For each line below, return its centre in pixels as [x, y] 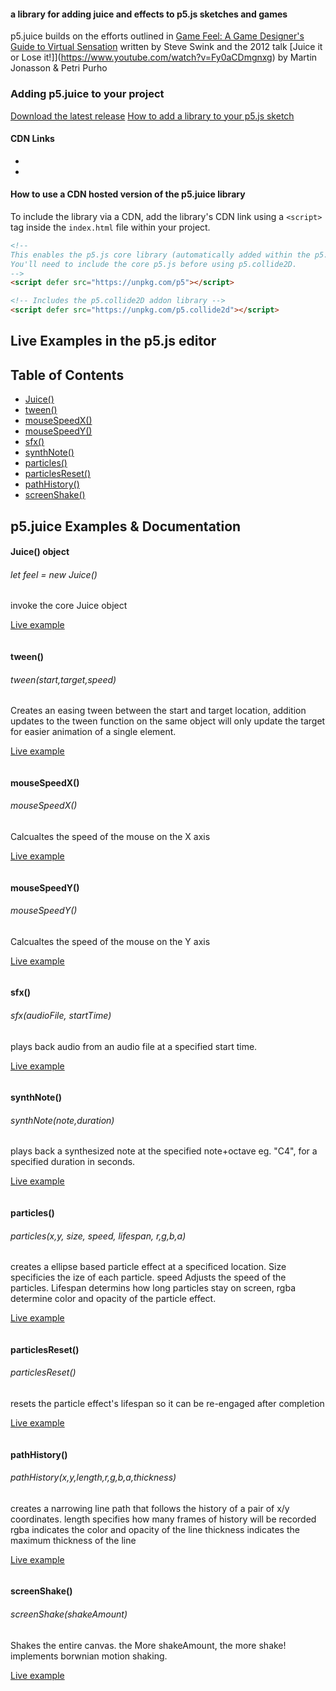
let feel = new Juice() [54, 574]
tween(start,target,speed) [63, 679]
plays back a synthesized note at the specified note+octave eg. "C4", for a [164, 1151]
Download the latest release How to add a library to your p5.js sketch [152, 116]
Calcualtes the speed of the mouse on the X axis [110, 837]
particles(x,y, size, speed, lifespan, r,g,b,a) [98, 1236]
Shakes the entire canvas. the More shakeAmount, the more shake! [148, 1645]
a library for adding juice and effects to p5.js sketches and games [149, 14]
